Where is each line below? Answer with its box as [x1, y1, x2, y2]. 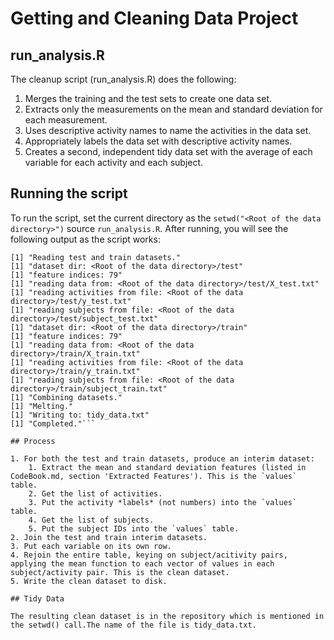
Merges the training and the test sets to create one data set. [24, 93, 272, 104]
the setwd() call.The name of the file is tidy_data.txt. [10, 620, 257, 630]
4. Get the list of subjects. [28, 515, 155, 525]
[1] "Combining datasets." [10, 392, 123, 402]
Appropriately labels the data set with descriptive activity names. [24, 135, 293, 147]
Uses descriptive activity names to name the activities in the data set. [24, 125, 312, 136]
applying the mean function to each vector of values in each [10, 558, 275, 569]
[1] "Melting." [10, 401, 74, 411]
